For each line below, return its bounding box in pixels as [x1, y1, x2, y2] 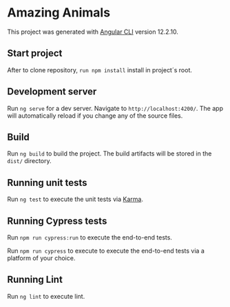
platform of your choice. [7, 254, 76, 262]
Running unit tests [7, 177, 87, 189]
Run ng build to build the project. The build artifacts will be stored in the [7, 149, 212, 158]
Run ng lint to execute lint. [7, 292, 85, 300]
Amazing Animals [7, 5, 111, 21]
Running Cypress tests [7, 215, 107, 226]
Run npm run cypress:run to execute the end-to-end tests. [7, 233, 172, 242]
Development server [7, 86, 97, 98]
